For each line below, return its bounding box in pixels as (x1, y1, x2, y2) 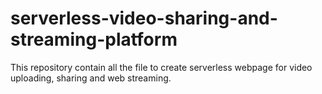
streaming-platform (10, 28, 178, 51)
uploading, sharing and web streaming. (10, 72, 172, 84)
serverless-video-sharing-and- (10, 7, 278, 30)
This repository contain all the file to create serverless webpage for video (10, 61, 313, 73)
